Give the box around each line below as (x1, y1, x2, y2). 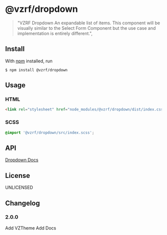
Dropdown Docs (5, 157, 39, 163)
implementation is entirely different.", (17, 30, 93, 36)
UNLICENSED (5, 184, 33, 190)
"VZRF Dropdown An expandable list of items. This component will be (17, 20, 161, 26)
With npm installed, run (5, 58, 53, 64)
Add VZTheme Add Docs (5, 225, 56, 231)
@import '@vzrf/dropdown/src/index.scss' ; (5, 130, 94, 135)
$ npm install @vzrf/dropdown (5, 67, 68, 72)
